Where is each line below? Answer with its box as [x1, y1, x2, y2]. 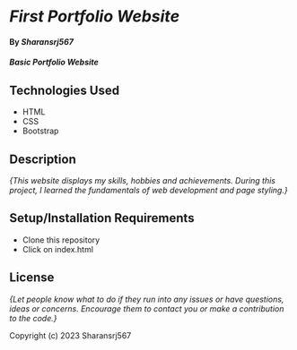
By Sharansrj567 [9, 36, 74, 47]
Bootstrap [22, 125, 59, 136]
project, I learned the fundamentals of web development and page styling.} [9, 185, 289, 195]
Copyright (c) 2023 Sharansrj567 [9, 329, 132, 341]
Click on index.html [22, 243, 94, 254]
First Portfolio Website [9, 6, 180, 27]
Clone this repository [22, 235, 100, 245]
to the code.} [9, 312, 57, 323]
